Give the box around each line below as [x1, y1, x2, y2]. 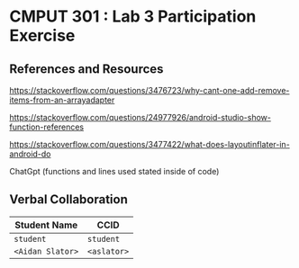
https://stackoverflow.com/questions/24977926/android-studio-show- [9, 112, 272, 122]
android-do [9, 148, 51, 159]
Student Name [14, 219, 78, 231]
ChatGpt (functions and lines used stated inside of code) [9, 166, 220, 176]
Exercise [9, 25, 76, 46]
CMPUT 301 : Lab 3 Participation [9, 6, 257, 27]
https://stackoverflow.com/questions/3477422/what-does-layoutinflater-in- [9, 139, 290, 149]
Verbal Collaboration [9, 192, 128, 208]
